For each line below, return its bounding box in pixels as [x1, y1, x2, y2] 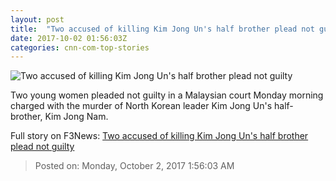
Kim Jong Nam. [44, 111, 109, 123]
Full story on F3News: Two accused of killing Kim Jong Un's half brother [10, 130, 309, 142]
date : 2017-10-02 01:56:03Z [10, 33, 128, 43]
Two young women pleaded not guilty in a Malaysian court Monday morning [10, 89, 324, 101]
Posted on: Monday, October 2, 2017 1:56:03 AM [34, 160, 235, 172]
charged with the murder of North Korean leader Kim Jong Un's [10, 100, 273, 112]
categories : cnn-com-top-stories [10, 42, 150, 53]
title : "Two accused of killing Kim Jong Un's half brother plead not [10, 24, 315, 34]
